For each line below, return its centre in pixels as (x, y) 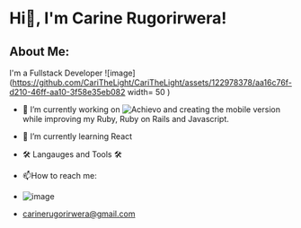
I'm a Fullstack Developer (56, 73)
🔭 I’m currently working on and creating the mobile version (151, 110)
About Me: (40, 52)
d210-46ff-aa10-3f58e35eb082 (67, 92)
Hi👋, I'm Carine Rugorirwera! (118, 18)
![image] (120, 73)
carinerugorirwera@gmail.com (79, 214)
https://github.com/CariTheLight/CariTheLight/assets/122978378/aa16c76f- (152, 83)
